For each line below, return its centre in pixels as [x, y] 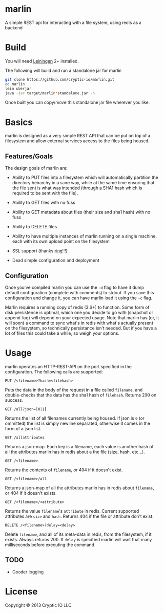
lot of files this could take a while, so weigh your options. [62, 333]
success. [14, 400]
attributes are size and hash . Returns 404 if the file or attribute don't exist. [79, 516]
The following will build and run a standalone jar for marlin [63, 70]
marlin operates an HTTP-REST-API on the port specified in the [68, 366]
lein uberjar [18, 88]
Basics [19, 122]
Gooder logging [28, 572]
